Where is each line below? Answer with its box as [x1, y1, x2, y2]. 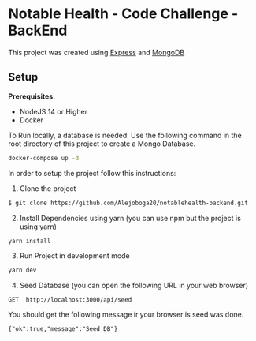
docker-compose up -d [8, 154, 80, 162]
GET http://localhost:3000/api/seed [8, 296, 132, 304]
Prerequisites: [8, 92, 56, 101]
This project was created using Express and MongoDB [8, 47, 185, 57]
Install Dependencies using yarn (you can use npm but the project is [19, 213, 242, 223]
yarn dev [8, 266, 37, 275]
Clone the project [19, 183, 76, 193]
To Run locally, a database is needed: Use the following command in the [8, 130, 242, 140]
